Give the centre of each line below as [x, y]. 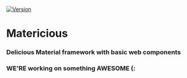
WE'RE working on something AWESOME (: [71, 68]
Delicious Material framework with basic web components [94, 52]
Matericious [37, 34]
